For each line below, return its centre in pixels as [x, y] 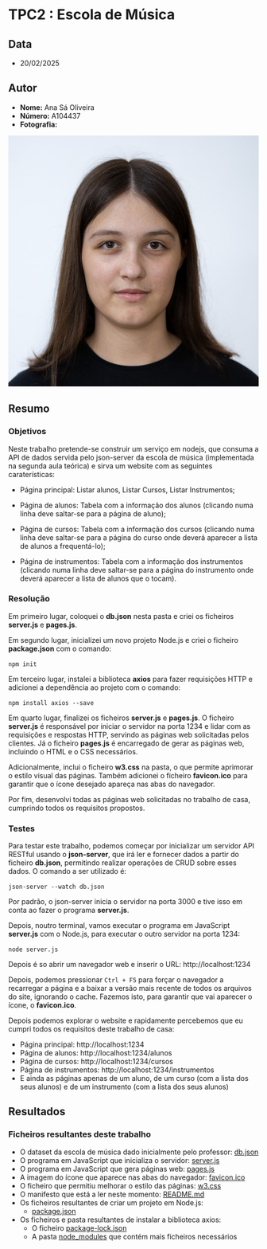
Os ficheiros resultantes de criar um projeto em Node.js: [112, 1202]
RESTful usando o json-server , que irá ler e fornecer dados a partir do [124, 855]
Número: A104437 [50, 116]
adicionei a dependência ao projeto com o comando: [95, 687]
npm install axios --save [51, 703]
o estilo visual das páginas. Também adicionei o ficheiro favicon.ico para [128, 775]
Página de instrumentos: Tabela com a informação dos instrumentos [132, 561]
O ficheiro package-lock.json [79, 1227]
